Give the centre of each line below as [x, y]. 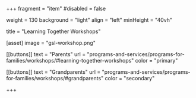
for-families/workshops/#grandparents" [55, 78]
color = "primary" [157, 61]
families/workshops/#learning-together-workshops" [70, 61]
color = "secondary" [130, 78]
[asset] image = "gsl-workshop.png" [51, 43]
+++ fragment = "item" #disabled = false [56, 9]
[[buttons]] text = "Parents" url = [46, 54]
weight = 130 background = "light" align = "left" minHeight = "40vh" [89, 20]
